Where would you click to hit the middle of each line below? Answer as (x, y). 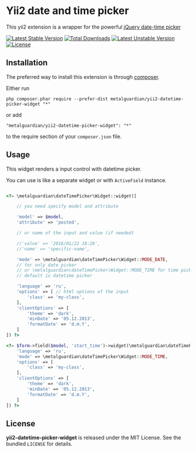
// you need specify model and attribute (67, 206)
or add (14, 114)
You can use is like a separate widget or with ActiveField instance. (87, 180)
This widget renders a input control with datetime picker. (74, 169)
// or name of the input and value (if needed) (75, 233)
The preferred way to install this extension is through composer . (83, 77)
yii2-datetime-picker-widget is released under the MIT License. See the (94, 438)
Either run (18, 88)
